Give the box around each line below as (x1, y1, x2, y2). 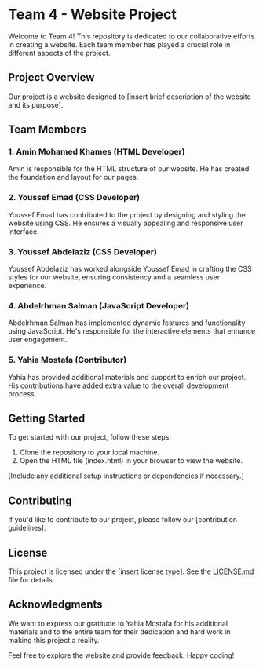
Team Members (8, 123, 86, 137)
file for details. (8, 575, 55, 585)
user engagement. (8, 335, 68, 345)
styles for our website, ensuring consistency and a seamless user (8, 272, 221, 282)
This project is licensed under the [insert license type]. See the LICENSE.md (8, 567, 254, 576)
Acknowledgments (8, 598, 104, 611)
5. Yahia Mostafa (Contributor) (8, 355, 127, 366)
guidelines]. (8, 524, 46, 533)
